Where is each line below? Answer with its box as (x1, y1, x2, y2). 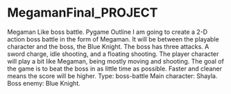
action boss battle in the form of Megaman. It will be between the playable (7, 35, 220, 43)
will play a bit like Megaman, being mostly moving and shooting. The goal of (7, 57, 224, 65)
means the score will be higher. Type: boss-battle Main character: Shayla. (7, 71, 218, 80)
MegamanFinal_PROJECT (7, 5, 158, 21)
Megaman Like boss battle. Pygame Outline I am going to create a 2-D (7, 28, 208, 36)
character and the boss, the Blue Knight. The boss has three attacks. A (7, 42, 209, 50)
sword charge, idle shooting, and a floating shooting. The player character (7, 50, 219, 58)
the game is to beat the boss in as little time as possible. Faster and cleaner (7, 64, 223, 73)
